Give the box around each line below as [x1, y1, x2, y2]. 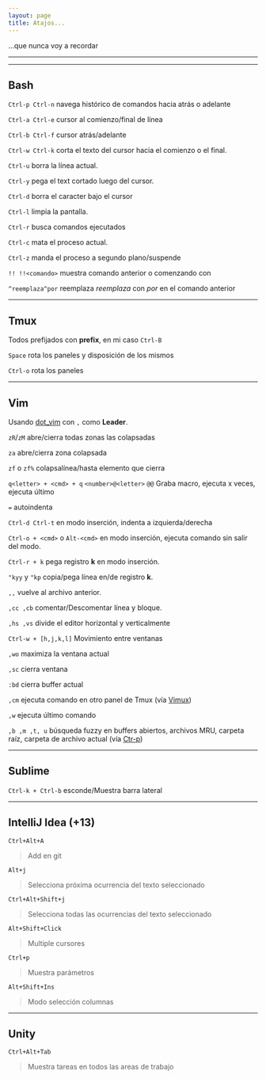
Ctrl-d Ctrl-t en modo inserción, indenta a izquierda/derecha [8, 517, 213, 527]
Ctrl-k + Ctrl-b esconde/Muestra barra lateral [8, 785, 162, 795]
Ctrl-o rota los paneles [8, 366, 84, 376]
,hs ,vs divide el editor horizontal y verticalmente [8, 618, 170, 627]
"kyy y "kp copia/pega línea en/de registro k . [8, 572, 154, 581]
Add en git [27, 851, 62, 860]
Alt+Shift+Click [8, 925, 62, 932]
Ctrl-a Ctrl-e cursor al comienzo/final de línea [8, 115, 164, 124]
